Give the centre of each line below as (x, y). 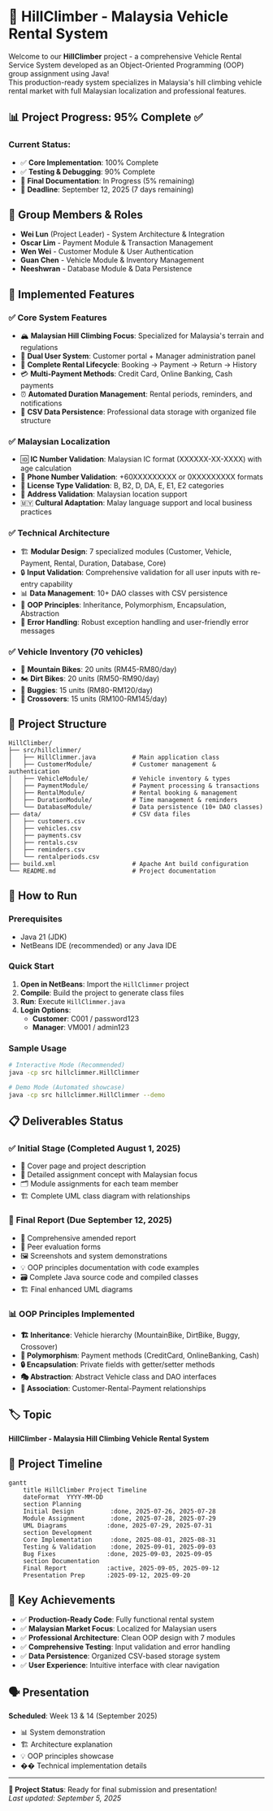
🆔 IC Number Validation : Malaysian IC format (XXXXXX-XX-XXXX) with (141, 459)
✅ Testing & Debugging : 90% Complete (88, 171)
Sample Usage (38, 1048)
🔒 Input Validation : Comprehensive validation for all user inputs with (134, 572)
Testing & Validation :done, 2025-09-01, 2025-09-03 (120, 1547)
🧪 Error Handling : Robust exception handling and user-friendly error (134, 622)
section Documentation (61, 1561)
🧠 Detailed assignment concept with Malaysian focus (108, 1175)
